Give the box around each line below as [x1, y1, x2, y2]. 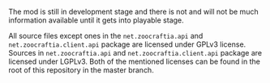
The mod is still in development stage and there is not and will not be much [8, 7, 259, 16]
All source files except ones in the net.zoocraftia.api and [8, 31, 204, 40]
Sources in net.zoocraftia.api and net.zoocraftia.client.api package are [8, 48, 263, 57]
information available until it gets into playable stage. [8, 15, 184, 25]
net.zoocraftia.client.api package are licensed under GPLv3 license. [8, 39, 246, 49]
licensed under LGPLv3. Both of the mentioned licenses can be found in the [8, 56, 261, 66]
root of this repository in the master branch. [8, 65, 154, 75]
